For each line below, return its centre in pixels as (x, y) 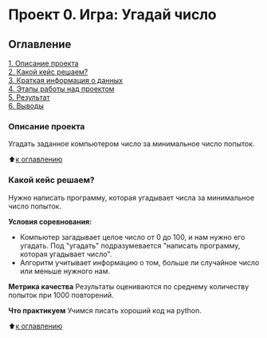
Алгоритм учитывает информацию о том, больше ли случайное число (139, 262)
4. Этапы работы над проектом (61, 89)
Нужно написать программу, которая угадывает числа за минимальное (132, 197)
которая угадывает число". (66, 254)
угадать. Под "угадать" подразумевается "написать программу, (130, 245)
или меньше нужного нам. (65, 271)
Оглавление (40, 44)
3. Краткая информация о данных (66, 80)
